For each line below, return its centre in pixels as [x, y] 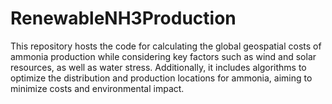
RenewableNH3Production [123, 18]
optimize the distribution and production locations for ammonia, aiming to [161, 78]
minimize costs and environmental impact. [97, 88]
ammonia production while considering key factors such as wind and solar [163, 56]
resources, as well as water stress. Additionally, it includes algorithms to [158, 67]
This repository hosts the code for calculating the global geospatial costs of [166, 46]
